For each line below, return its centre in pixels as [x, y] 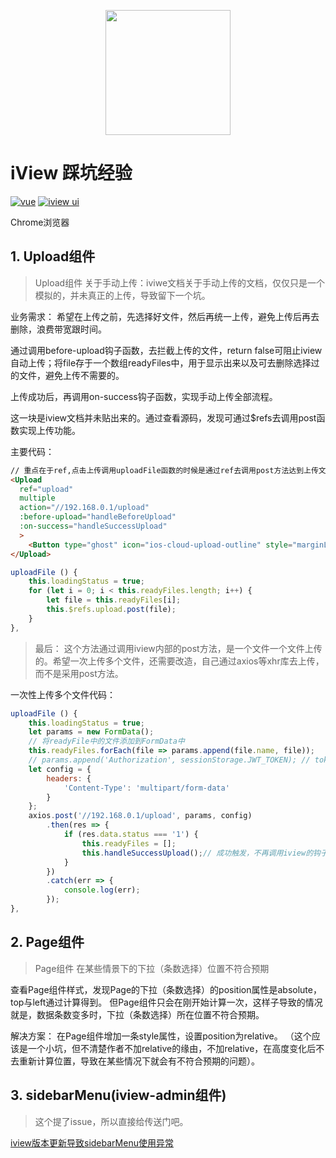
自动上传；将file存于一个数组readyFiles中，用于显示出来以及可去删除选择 [161, 362]
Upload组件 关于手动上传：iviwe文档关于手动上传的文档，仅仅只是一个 [180, 282]
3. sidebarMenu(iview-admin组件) [118, 1095]
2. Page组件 [47, 942]
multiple [37, 498]
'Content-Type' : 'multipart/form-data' [146, 788]
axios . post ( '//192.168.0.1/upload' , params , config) [140, 816]
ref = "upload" [46, 489]
